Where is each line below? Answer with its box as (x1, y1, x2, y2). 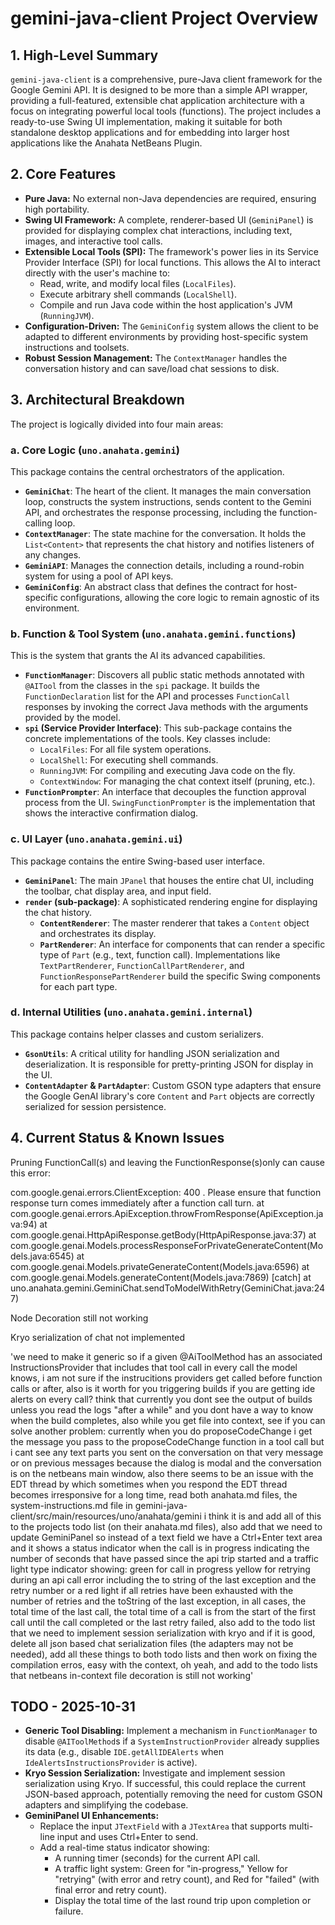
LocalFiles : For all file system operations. (39, 743, 212, 756)
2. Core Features (10, 166, 117, 183)
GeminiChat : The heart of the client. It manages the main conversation (24, 485, 312, 497)
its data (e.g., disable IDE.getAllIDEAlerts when (24, 1746, 224, 1758)
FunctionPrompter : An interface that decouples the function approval (24, 786, 307, 798)
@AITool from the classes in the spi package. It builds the (24, 680, 261, 692)
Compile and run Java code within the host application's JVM (39, 298, 293, 311)
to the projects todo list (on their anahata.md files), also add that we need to (10, 1520, 323, 1532)
